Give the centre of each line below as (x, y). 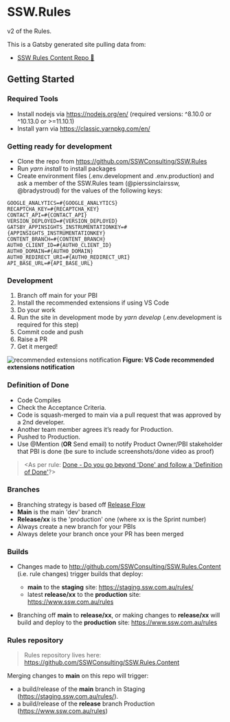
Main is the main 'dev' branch (59, 512)
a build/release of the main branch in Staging (81, 689)
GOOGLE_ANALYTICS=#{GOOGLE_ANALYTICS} (62, 203)
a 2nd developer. (41, 422)
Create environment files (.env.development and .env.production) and (115, 175)
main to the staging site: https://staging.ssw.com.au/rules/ (110, 587)
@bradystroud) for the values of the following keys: (90, 190)
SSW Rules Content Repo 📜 (56, 57)
